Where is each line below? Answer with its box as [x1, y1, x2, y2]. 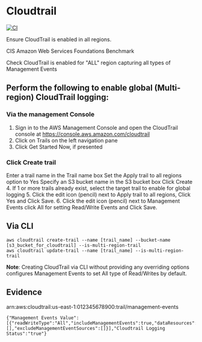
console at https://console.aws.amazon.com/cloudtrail [14, 130, 150, 138]
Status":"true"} [6, 331, 47, 337]
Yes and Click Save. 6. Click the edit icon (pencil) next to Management [6, 197, 180, 204]
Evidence [6, 287, 42, 298]
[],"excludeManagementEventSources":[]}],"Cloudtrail [6, 325, 144, 331]
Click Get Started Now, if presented [14, 143, 103, 150]
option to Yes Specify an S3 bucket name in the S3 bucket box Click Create [6, 178, 193, 185]
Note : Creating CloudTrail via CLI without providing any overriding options [6, 263, 189, 270]
